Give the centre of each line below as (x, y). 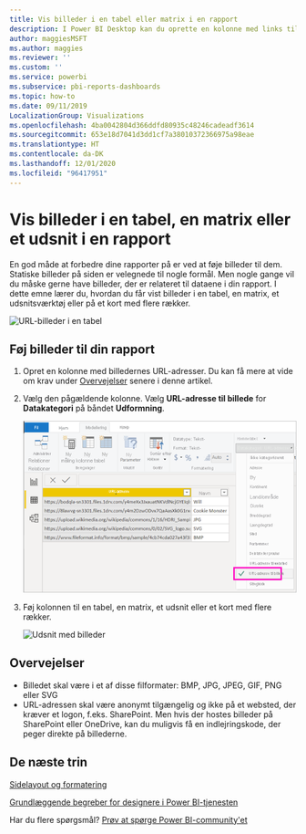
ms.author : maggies (46, 48)
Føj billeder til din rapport (82, 349)
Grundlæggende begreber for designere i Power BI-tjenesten (124, 802)
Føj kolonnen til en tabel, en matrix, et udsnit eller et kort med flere (147, 608)
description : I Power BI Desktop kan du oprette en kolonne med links (146, 29)
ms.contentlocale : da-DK (56, 154)
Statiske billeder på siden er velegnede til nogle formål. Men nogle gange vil (152, 274)
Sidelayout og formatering (58, 784)
